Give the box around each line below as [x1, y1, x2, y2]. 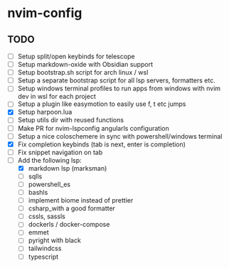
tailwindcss [28, 244, 62, 253]
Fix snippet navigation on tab [17, 148, 103, 156]
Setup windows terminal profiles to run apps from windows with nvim [17, 84, 221, 93]
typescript [28, 252, 59, 261]
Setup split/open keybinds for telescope [17, 52, 135, 60]
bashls [28, 188, 48, 196]
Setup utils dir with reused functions [17, 116, 124, 124]
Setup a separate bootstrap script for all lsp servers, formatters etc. [17, 76, 215, 85]
